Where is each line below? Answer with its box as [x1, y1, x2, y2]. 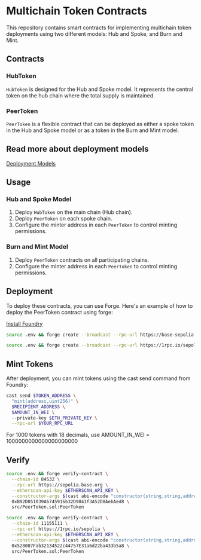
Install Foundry [6, 320, 43, 327]
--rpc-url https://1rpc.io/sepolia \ [11, 526, 106, 533]
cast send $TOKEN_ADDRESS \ [6, 393, 77, 399]
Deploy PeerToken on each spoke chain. [14, 215, 112, 222]
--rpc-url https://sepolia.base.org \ [11, 482, 109, 488]
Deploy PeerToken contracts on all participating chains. [14, 256, 150, 264]
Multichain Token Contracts [6, 4, 148, 18]
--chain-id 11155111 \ [11, 521, 68, 527]
